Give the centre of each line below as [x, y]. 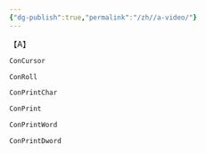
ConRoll [24, 76]
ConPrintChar [33, 93]
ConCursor [28, 60]
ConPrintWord [33, 125]
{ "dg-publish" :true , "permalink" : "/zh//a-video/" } [103, 17]
